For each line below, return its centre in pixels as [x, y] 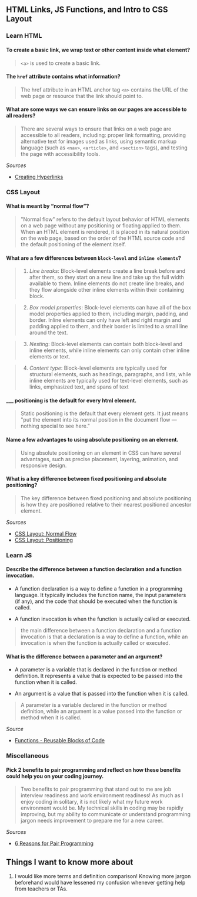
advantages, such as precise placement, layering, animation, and [99, 459]
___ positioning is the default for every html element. [71, 400]
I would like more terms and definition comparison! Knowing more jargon [103, 876]
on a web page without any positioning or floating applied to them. [101, 226]
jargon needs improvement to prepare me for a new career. [92, 821]
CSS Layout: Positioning [44, 540]
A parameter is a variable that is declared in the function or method [96, 670]
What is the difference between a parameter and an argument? [84, 656]
